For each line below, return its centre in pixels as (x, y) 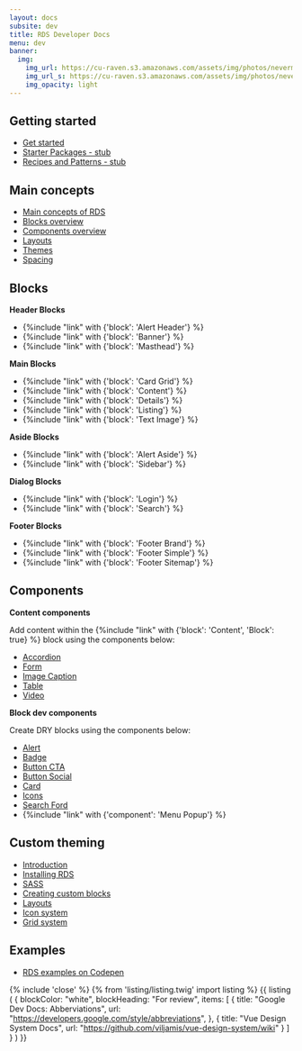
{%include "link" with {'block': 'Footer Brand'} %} (114, 544)
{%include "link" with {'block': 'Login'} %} (100, 499)
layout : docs (34, 18)
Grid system (45, 922)
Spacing (38, 260)
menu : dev (28, 43)
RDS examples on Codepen (73, 972)
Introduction (45, 865)
